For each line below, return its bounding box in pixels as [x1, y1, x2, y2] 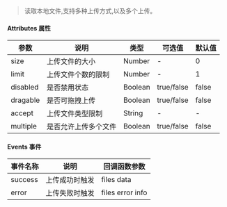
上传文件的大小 [46, 57, 96, 67]
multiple [10, 122, 37, 131]
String [123, 108, 143, 118]
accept [10, 108, 33, 118]
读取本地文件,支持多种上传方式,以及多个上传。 [24, 7, 157, 15]
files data [101, 175, 132, 185]
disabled [10, 83, 39, 92]
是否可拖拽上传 [46, 96, 96, 106]
